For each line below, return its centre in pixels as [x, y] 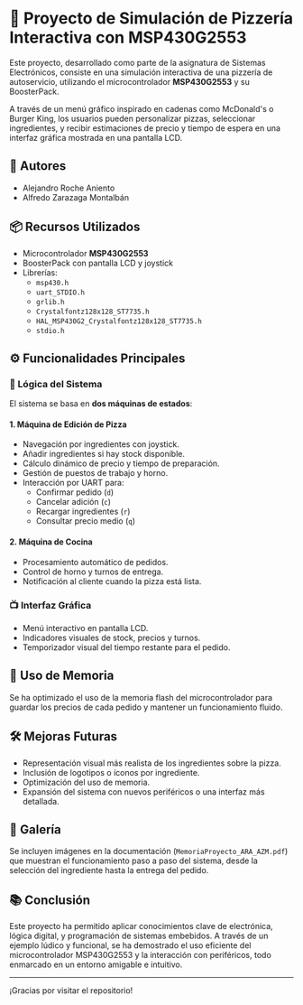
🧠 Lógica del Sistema [56, 384]
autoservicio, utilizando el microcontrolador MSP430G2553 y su [129, 81]
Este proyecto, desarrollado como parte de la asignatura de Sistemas [138, 62]
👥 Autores [38, 166]
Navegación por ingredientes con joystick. [101, 444]
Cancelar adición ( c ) [73, 502]
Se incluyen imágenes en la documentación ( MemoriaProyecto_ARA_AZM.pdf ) [149, 851]
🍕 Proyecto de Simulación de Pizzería [151, 19]
